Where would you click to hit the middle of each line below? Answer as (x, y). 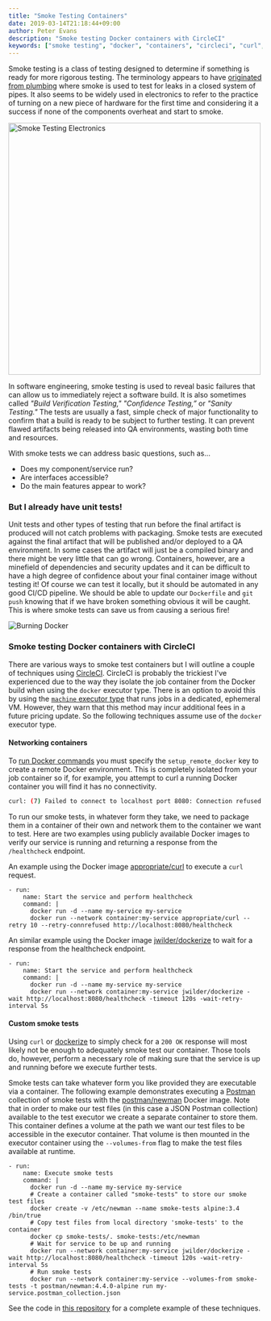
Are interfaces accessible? (64, 477)
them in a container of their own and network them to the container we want (135, 825)
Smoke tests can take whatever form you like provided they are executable (132, 1083)
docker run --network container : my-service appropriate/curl (135, 918)
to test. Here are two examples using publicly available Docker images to (129, 833)
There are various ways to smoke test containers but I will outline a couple (132, 664)
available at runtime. (42, 1151)
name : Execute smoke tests (68, 1173)
